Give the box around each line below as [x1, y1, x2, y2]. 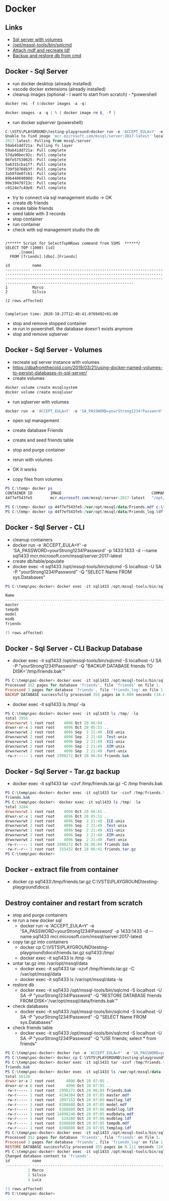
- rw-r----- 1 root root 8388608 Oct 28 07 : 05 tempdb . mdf [5, 1121, 129, 1126]
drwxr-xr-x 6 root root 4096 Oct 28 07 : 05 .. [5, 1083, 112, 1088]
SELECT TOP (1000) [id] [5, 245, 55, 250]
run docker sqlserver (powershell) [12, 119, 83, 125]
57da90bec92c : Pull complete [5, 152, 66, 157]
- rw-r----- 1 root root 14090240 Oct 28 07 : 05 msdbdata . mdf [5, 1111, 134, 1117]
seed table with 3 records [12, 210, 66, 216]
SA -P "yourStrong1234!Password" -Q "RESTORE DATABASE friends [20, 993, 162, 999]
